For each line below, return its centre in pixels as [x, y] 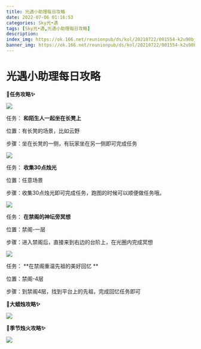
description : [22, 34]
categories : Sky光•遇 [32, 23]
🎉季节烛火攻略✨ [26, 328]
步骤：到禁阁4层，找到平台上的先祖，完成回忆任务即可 [74, 291]
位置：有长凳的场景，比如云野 [43, 131]
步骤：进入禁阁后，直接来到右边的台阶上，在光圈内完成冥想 [80, 242]
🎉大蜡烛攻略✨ [23, 304]
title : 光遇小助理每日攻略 [36, 12]
